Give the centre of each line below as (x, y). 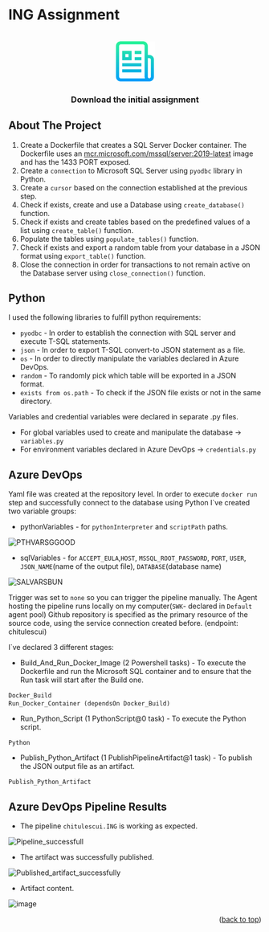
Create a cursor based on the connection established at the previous (134, 187)
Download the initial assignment (135, 100)
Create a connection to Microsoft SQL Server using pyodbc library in (131, 170)
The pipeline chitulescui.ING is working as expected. (109, 826)
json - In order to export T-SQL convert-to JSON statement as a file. (132, 350)
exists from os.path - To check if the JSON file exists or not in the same (141, 393)
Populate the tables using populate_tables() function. (109, 239)
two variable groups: (42, 511)
